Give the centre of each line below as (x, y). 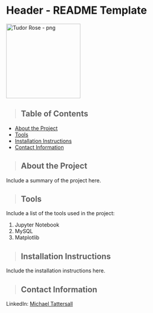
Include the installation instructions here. (56, 271)
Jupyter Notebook (37, 225)
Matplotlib (27, 238)
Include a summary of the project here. (54, 180)
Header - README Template (76, 10)
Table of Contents (54, 114)
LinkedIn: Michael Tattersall (39, 304)
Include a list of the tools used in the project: (60, 213)
